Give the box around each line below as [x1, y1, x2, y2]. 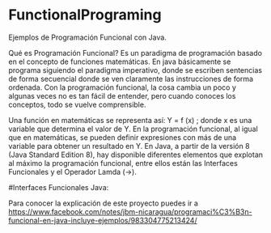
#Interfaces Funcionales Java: [8, 182, 109, 192]
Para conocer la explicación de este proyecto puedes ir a [8, 198, 198, 208]
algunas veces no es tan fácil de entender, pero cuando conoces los [8, 91, 236, 100]
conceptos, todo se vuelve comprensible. [8, 100, 146, 109]
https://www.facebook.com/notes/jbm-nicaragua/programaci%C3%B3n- [8, 206, 252, 216]
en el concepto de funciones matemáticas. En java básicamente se [8, 57, 231, 66]
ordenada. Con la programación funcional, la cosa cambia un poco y [8, 83, 237, 92]
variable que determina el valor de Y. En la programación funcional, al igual [8, 124, 259, 133]
